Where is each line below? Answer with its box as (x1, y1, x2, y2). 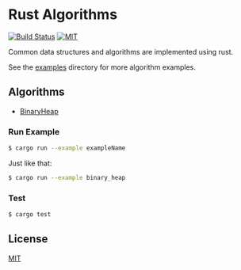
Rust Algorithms (8, 6, 117, 24)
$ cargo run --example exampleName (8, 144, 126, 152)
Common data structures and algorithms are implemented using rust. (8, 47, 234, 56)
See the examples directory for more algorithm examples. (8, 62, 196, 72)
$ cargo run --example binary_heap (8, 173, 126, 181)
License (8, 232, 48, 246)
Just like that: (8, 158, 52, 168)
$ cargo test (8, 211, 52, 219)
